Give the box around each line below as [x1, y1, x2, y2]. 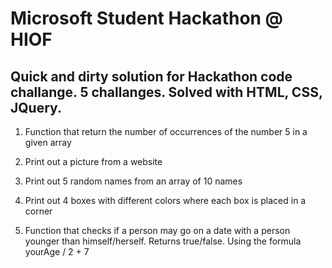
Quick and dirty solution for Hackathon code [10, 68, 293, 85]
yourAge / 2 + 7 [24, 246, 90, 257]
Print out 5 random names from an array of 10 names [24, 175, 243, 187]
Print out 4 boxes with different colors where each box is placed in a [24, 195, 307, 206]
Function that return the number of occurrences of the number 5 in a [24, 126, 308, 137]
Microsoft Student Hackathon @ [10, 7, 284, 30]
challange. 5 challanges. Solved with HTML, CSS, [10, 83, 323, 101]
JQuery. [10, 99, 62, 116]
